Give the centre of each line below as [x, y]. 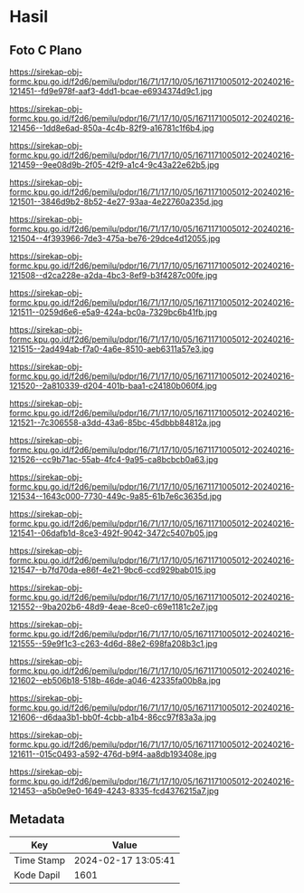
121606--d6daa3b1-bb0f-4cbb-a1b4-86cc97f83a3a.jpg [113, 717]
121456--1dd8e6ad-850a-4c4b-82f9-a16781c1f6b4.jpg [112, 128]
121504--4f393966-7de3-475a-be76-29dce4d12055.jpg [115, 238]
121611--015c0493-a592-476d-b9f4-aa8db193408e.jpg [113, 754]
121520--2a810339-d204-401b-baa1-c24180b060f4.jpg [113, 386]
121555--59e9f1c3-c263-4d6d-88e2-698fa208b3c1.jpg [114, 644]
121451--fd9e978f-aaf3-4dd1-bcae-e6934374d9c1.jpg [111, 91]
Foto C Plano [46, 50]
